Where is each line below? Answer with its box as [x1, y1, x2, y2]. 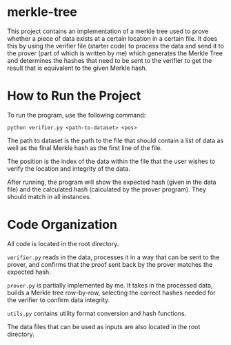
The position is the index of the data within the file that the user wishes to [7, 157, 216, 165]
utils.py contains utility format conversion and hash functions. [7, 309, 187, 317]
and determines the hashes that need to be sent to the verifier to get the [7, 56, 212, 64]
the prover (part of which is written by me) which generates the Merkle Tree [7, 49, 223, 57]
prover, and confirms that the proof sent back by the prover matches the [7, 260, 213, 268]
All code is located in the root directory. [7, 239, 119, 248]
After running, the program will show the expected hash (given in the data [7, 178, 217, 186]
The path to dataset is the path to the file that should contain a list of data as [7, 136, 224, 144]
